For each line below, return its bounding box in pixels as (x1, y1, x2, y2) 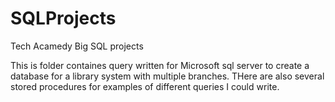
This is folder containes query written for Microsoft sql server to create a (10, 59, 310, 71)
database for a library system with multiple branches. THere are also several (10, 70, 325, 82)
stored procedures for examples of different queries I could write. (10, 80, 280, 92)
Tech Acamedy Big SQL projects (10, 40, 144, 52)
